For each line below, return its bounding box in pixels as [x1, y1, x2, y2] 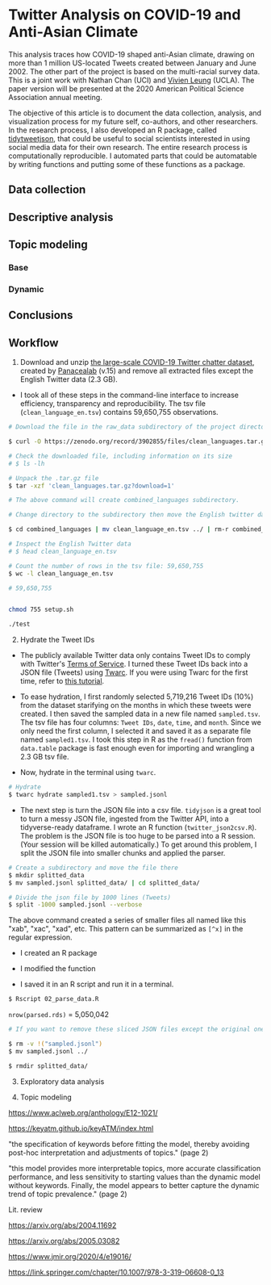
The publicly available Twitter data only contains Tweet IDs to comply [19, 651, 251, 660]
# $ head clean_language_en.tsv [8, 547, 117, 555]
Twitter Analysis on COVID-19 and [8, 6, 241, 24]
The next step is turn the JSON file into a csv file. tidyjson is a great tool [19, 805, 261, 814]
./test [8, 620, 31, 629]
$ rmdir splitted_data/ [8, 1061, 89, 1070]
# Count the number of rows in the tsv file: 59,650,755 [8, 562, 204, 570]
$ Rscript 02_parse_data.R [8, 995, 99, 1003]
